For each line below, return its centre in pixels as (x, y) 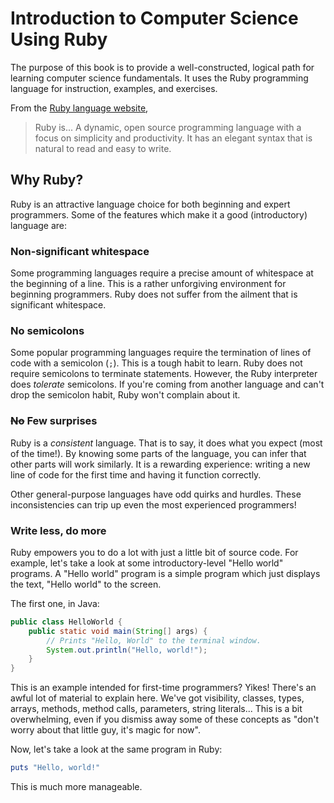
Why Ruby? (47, 180)
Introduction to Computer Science (154, 18)
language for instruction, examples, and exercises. (114, 88)
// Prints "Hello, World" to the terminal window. (154, 640)
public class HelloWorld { (66, 622)
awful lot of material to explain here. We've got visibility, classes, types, (157, 698)
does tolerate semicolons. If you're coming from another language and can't (167, 384)
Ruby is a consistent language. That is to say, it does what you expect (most (166, 443)
